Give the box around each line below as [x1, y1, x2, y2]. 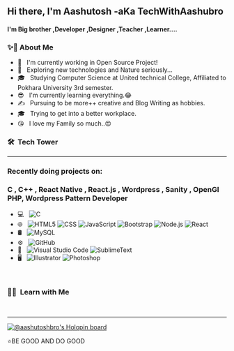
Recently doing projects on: [7, 166, 103, 176]
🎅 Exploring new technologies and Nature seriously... [17, 66, 173, 74]
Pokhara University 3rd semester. [17, 84, 114, 92]
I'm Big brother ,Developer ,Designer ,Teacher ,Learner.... [7, 24, 178, 33]
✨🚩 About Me [7, 42, 54, 52]
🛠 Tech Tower [7, 137, 58, 147]
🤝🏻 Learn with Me [7, 287, 70, 297]
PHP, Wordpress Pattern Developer [7, 193, 128, 203]
